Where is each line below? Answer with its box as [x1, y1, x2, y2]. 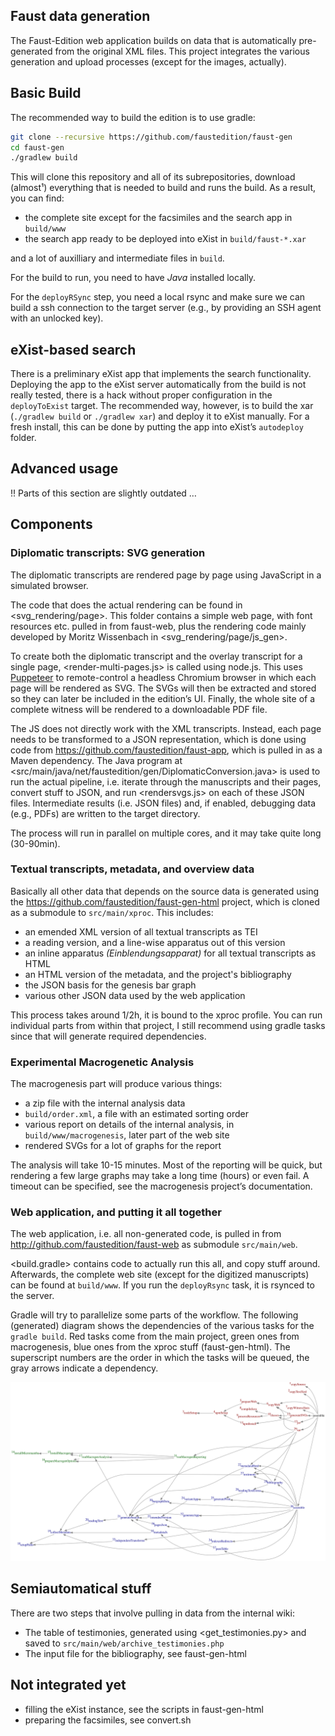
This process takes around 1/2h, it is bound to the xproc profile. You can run [10, 1009, 323, 1021]
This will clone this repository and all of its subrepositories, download [10, 171, 296, 183]
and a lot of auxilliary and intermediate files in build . [10, 252, 225, 264]
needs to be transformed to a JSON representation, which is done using [10, 733, 307, 745]
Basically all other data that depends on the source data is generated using [10, 885, 320, 897]
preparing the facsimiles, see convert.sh [24, 1714, 192, 1726]
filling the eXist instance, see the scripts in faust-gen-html [24, 1703, 264, 1715]
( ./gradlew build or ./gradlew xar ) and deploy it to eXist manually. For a [10, 410, 310, 423]
